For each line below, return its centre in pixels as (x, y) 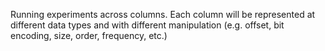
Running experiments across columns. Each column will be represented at (163, 14)
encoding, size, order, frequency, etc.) (89, 35)
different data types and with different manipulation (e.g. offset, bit (147, 25)
